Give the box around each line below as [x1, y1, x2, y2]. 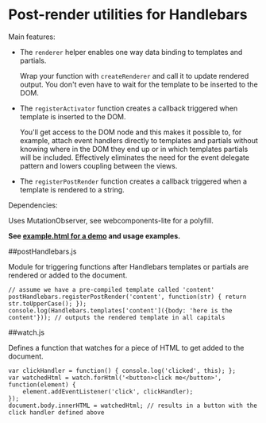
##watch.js [8, 328, 45, 337]
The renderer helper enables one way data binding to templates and [19, 47, 243, 56]
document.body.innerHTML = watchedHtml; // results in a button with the [8, 402, 258, 409]
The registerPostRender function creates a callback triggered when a [19, 177, 248, 186]
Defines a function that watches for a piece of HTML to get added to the [8, 343, 245, 352]
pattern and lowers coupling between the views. [19, 161, 178, 170]
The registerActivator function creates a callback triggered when [19, 103, 238, 113]
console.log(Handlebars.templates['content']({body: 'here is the [8, 306, 233, 315]
